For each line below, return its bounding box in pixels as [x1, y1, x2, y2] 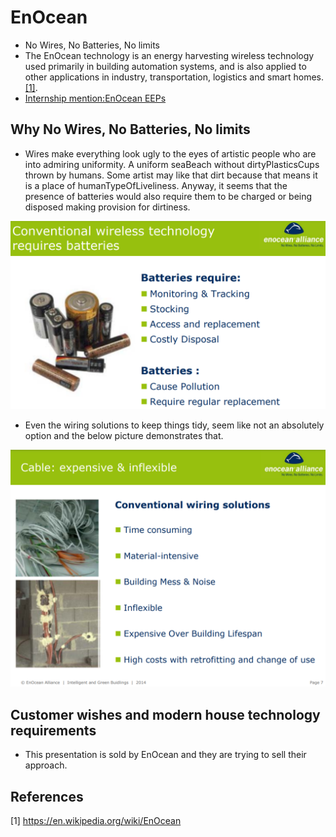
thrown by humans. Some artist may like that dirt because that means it [24, 169, 318, 181]
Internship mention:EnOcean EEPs [24, 92, 167, 104]
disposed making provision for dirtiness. [24, 201, 191, 213]
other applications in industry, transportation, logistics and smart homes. [24, 71, 325, 83]
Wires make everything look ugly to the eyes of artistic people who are [24, 147, 317, 160]
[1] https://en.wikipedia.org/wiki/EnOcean [10, 815, 182, 827]
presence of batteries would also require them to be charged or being [24, 190, 313, 202]
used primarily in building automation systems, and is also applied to [24, 60, 307, 72]
